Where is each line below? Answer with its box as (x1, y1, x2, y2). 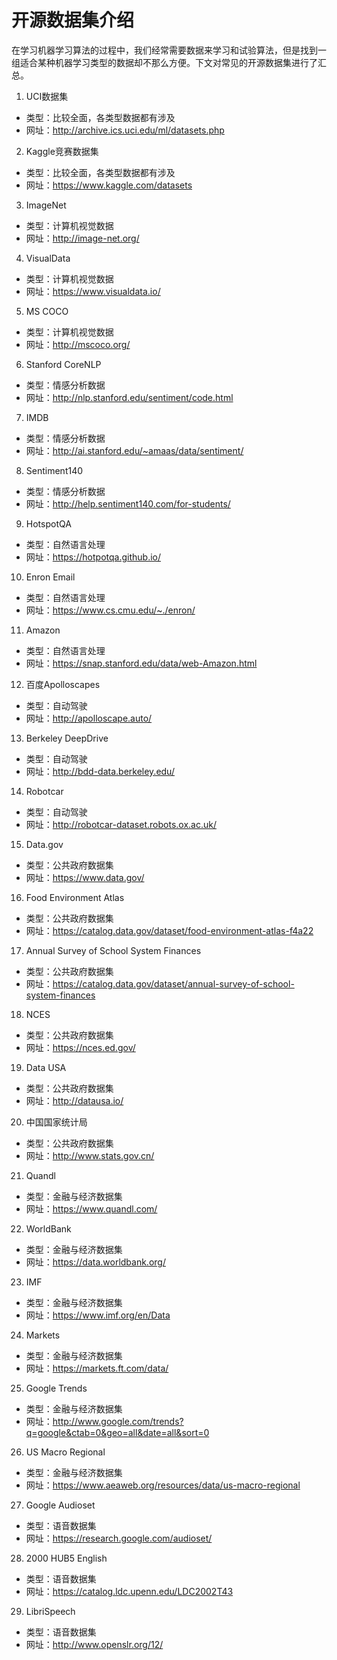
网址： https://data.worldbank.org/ (25, 1256, 166, 1268)
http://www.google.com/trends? (52, 1415, 184, 1427)
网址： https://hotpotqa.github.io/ (25, 551, 161, 563)
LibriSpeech (25, 1605, 76, 1617)
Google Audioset (25, 1499, 96, 1511)
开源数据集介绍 (11, 9, 135, 32)
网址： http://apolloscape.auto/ (25, 712, 153, 724)
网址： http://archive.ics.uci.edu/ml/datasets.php (25, 124, 225, 136)
